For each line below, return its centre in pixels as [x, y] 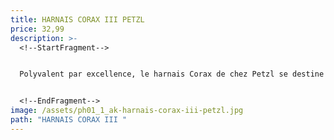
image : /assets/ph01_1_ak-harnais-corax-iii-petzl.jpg [127, 111]
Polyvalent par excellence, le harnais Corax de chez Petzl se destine [172, 74]
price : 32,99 [37, 29]
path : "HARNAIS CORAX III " [69, 120]
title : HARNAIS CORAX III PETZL [77, 19]
